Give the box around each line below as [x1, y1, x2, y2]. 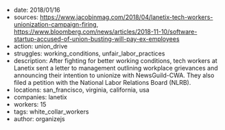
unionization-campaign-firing [13, 21, 97, 28]
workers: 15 [13, 101, 47, 108]
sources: [13, 13, 39, 21]
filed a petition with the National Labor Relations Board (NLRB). [13, 79, 191, 86]
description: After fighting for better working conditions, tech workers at [13, 57, 217, 64]
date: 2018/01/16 [13, 6, 60, 14]
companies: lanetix [13, 93, 67, 101]
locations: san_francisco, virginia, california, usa [13, 86, 150, 94]
